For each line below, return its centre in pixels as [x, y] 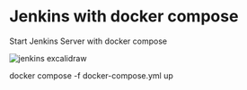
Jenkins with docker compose [124, 16]
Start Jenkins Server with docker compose [88, 41]
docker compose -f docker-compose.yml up [91, 75]
